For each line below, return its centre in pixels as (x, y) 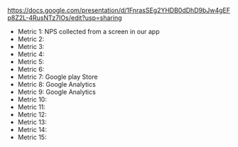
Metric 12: (32, 114)
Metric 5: (31, 62)
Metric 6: (31, 69)
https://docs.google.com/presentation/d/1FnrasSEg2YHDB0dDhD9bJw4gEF (119, 10)
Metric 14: (32, 130)
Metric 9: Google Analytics (56, 92)
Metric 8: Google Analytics (56, 84)
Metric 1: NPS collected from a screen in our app (88, 32)
